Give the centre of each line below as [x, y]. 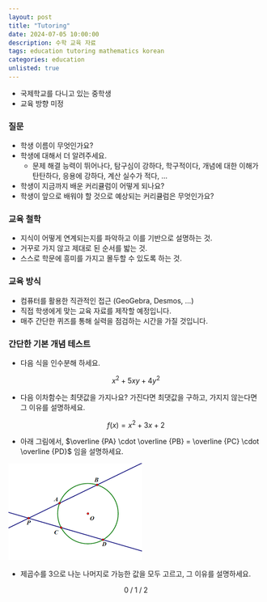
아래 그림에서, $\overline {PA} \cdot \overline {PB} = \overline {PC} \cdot [140, 442]
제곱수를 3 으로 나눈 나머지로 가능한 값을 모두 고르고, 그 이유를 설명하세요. [136, 574]
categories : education [47, 60]
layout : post [30, 17]
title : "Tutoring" [39, 25]
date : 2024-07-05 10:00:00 [54, 34]
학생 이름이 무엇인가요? [57, 146]
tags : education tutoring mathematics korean [86, 51]
